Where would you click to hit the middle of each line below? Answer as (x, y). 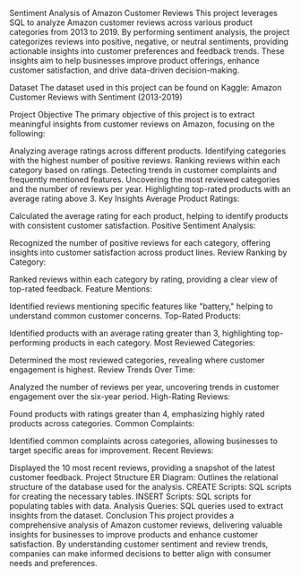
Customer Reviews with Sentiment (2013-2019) (96, 97)
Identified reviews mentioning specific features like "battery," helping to (141, 306)
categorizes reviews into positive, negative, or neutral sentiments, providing (149, 41)
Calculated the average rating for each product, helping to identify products (149, 216)
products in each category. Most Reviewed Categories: (154, 343)
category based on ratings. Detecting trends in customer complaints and (143, 170)
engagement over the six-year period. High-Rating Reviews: (120, 397)
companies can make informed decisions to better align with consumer (140, 554)
